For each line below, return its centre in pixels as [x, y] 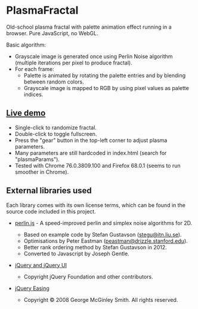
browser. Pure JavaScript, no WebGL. [52, 33]
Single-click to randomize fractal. [56, 127]
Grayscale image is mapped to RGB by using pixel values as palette [106, 88]
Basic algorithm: [26, 45]
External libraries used [49, 191]
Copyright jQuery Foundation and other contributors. [88, 276]
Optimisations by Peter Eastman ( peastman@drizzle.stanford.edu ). [106, 241]
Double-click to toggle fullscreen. [56, 134]
